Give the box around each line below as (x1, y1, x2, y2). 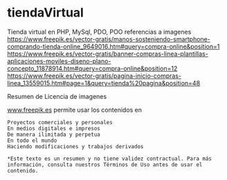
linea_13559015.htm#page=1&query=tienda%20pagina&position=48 (7, 79, 201, 87)
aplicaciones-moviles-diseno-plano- (7, 57, 111, 65)
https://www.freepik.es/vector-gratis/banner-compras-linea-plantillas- (7, 50, 209, 58)
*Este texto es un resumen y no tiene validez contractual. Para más (7, 155, 212, 162)
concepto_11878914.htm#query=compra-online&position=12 (7, 64, 178, 72)
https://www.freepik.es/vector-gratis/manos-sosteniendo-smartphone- (7, 34, 211, 43)
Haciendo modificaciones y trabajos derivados (7, 143, 144, 150)
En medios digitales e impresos (7, 125, 100, 132)
